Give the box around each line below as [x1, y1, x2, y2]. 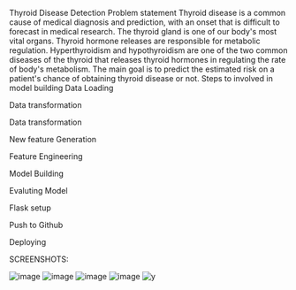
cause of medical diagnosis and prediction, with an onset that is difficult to [9, 17, 280, 27]
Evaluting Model [9, 186, 68, 195]
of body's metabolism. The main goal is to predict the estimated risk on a [9, 64, 276, 74]
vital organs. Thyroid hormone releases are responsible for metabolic [9, 35, 261, 46]
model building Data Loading [9, 83, 114, 93]
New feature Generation [9, 134, 97, 144]
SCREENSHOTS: [9, 254, 69, 264]
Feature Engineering [9, 151, 83, 162]
